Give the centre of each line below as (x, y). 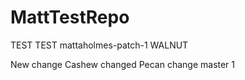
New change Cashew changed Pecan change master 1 (123, 64)
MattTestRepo (70, 17)
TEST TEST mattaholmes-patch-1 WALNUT (99, 45)
